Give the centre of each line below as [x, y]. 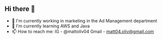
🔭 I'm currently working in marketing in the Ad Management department [84, 20]
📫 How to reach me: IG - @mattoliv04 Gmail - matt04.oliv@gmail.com [83, 31]
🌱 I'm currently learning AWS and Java [51, 26]
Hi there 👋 [20, 9]
